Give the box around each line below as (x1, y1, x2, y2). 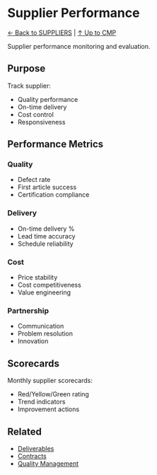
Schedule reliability (17, 239, 74, 248)
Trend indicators (17, 398, 66, 406)
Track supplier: (7, 81, 52, 90)
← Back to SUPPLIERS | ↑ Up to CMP (7, 28, 117, 37)
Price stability (17, 273, 58, 282)
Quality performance (17, 95, 78, 103)
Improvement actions (17, 405, 80, 413)
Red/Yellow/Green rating (17, 390, 90, 399)
